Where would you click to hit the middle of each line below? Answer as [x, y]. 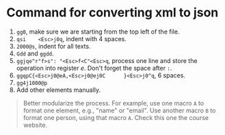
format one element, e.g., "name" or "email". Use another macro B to [119, 110]
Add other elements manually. [58, 90]
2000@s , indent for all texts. [53, 46]
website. [35, 125]
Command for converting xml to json [112, 13]
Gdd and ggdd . [35, 53]
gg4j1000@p [32, 83]
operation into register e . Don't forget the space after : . [94, 68]
